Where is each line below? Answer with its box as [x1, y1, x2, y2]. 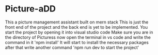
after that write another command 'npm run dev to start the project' [5, 44, 139, 50]
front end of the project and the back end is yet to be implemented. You [5, 24, 148, 30]
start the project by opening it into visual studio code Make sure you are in [5, 29, 154, 35]
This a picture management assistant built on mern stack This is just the [5, 19, 149, 25]
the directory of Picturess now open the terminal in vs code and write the [5, 34, 151, 40]
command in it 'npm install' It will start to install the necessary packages [5, 39, 149, 45]
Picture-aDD [5, 3, 56, 14]
